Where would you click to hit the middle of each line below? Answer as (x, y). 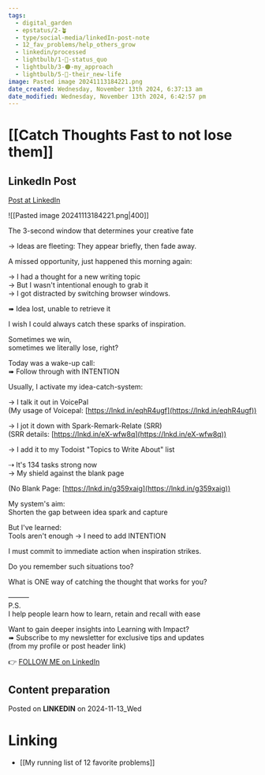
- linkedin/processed (51, 52)
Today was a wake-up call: (52, 363)
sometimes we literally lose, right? (63, 348)
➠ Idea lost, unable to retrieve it (60, 309)
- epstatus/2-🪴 (41, 30)
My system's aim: (37, 504)
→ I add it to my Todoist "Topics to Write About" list (91, 450)
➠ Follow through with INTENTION (64, 371)
